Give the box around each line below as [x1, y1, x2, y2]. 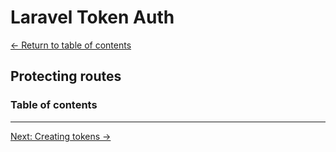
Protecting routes [10, 68, 122, 85]
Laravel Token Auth [10, 6, 175, 29]
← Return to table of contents [10, 39, 132, 51]
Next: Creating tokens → [10, 130, 112, 142]
